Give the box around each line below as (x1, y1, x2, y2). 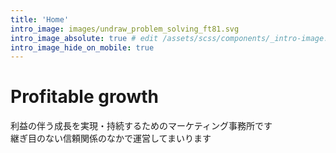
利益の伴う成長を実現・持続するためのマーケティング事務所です (10, 120, 273, 132)
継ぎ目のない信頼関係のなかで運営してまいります (10, 132, 212, 145)
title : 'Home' (10, 14, 70, 25)
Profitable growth (10, 86, 159, 108)
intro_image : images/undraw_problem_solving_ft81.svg (10, 24, 240, 34)
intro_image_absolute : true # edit (10, 33, 159, 43)
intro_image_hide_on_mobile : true (10, 42, 155, 53)
